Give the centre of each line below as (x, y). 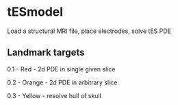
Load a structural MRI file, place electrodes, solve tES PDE (89, 31)
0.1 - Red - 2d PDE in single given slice (61, 69)
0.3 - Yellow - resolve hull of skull (54, 95)
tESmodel (35, 12)
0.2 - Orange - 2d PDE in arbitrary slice (62, 82)
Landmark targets (46, 52)
